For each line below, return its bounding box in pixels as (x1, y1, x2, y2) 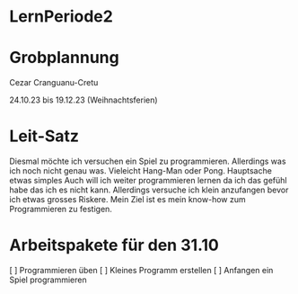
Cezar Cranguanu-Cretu (9, 77, 99, 88)
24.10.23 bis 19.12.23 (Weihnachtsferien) (9, 94, 159, 105)
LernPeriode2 (9, 6, 114, 27)
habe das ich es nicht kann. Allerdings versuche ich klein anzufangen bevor (9, 184, 289, 195)
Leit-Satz (9, 126, 79, 147)
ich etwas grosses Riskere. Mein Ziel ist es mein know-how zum (9, 194, 246, 205)
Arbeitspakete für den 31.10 (9, 236, 220, 255)
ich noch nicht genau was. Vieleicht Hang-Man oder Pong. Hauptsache (9, 165, 272, 176)
